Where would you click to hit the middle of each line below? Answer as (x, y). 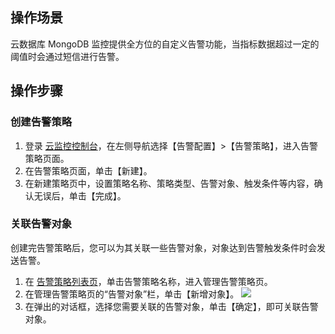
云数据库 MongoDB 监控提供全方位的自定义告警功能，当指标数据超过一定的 (165, 44)
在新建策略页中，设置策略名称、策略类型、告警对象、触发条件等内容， (169, 183)
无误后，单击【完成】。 (80, 195)
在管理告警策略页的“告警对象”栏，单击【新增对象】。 (132, 294)
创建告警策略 (41, 122)
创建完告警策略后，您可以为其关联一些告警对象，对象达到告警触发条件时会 (163, 247)
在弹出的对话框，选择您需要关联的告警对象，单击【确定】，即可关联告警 (171, 306)
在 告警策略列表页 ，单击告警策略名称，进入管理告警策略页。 (148, 281)
